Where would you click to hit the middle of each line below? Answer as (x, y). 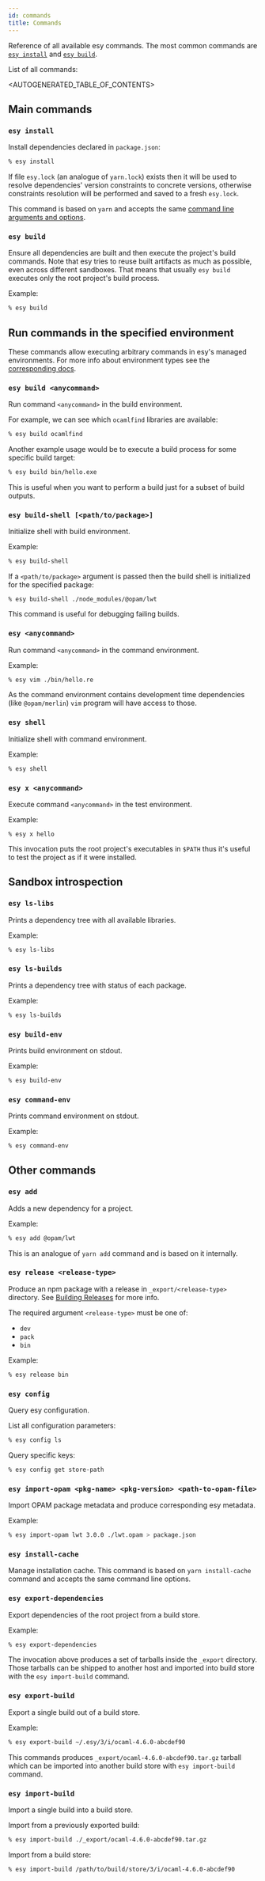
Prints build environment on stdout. (65, 1050)
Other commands (52, 1171)
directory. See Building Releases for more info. (84, 1297)
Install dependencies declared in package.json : (84, 147)
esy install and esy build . (53, 54)
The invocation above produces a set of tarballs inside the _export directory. (132, 1659)
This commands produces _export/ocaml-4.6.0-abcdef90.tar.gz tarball (125, 1757)
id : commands (30, 15)
